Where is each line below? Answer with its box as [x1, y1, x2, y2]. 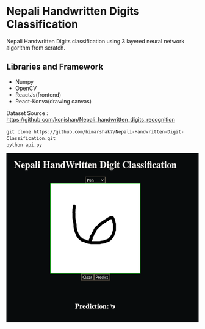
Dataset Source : [6, 109, 49, 117]
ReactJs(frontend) [15, 91, 62, 98]
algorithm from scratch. [6, 44, 66, 51]
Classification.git [6, 135, 56, 141]
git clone [6, 128, 32, 135]
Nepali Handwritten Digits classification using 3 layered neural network [6, 37, 185, 45]
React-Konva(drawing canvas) [15, 97, 92, 105]
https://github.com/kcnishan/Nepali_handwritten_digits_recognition [6, 116, 175, 123]
